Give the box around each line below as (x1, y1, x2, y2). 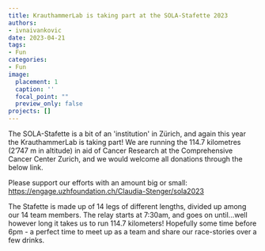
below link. (8, 163, 44, 172)
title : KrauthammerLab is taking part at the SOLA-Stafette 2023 (8, 11, 228, 20)
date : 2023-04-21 (8, 33, 66, 42)
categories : (8, 56, 47, 64)
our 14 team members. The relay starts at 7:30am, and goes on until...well (8, 211, 248, 219)
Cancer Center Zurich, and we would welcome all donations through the (8, 154, 243, 163)
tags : (8, 41, 26, 49)
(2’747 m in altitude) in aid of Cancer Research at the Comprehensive (8, 146, 233, 155)
